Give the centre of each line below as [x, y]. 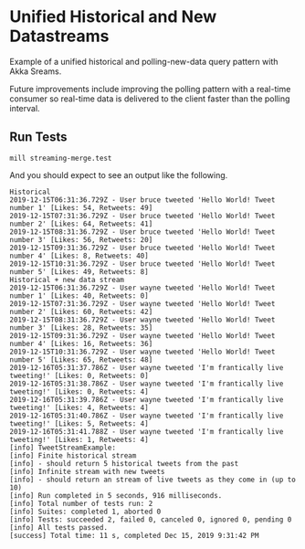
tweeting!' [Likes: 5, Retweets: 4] [79, 423]
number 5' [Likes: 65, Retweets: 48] [81, 359]
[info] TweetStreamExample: [63, 448]
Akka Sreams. [36, 71]
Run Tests [38, 137]
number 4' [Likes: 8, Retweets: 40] [79, 256]
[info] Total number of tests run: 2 [81, 503]
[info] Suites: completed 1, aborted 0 [85, 512]
